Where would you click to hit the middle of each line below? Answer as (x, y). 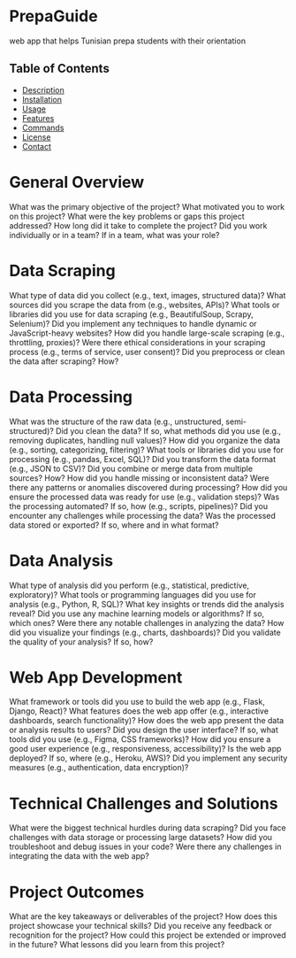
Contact (36, 146)
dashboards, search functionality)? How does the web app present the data (147, 721)
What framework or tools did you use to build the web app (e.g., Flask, (137, 702)
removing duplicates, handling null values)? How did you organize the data (145, 440)
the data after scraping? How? (64, 361)
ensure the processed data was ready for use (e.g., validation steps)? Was (144, 497)
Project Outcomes (77, 892)
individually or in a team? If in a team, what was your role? (114, 235)
